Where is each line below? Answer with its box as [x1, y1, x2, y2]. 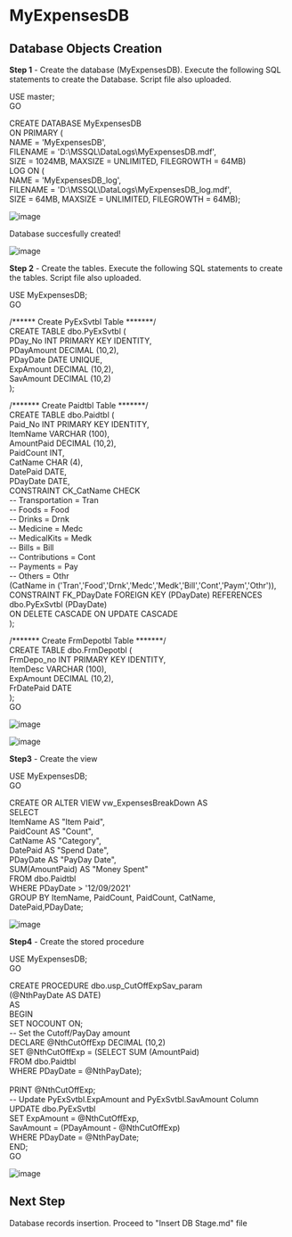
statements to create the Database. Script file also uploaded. [9, 74, 231, 85]
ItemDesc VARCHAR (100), [9, 664, 107, 674]
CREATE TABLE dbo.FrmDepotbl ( [9, 645, 133, 656]
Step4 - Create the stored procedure [9, 936, 145, 946]
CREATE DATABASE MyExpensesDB [9, 118, 142, 128]
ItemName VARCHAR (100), [9, 429, 109, 439]
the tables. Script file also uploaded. [9, 273, 142, 283]
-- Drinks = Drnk [9, 514, 69, 524]
